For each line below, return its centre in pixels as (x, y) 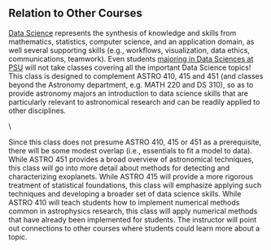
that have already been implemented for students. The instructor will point (133, 219)
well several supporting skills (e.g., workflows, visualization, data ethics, (129, 50)
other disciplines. (37, 110)
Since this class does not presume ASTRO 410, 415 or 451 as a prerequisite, (135, 142)
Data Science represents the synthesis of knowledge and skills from (122, 32)
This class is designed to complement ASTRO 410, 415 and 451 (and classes (136, 75)
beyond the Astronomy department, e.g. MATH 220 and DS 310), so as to (131, 84)
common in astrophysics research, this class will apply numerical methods (133, 211)
